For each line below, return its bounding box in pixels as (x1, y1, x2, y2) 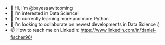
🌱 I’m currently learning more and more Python (10, 16, 109, 21)
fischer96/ (10, 34, 32, 40)
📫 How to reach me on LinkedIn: (10, 27, 80, 33)
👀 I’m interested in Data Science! (10, 10, 79, 16)
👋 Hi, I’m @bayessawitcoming (10, 5, 73, 11)
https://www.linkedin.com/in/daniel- (80, 27, 156, 33)
